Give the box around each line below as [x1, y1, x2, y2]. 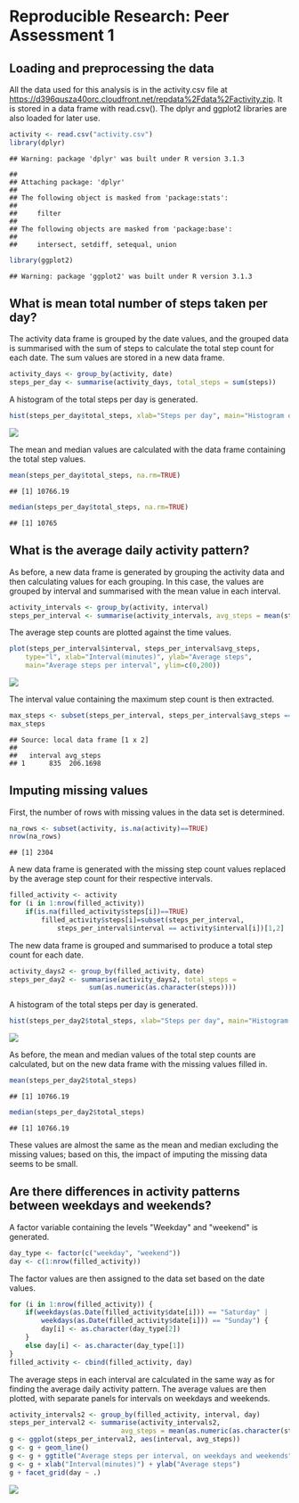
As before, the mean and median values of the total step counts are [9, 1049, 256, 1060]
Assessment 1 [9, 25, 115, 45]
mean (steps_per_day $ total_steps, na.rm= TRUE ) [9, 471, 181, 480]
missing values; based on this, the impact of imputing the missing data [9, 1148, 268, 1160]
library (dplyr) [9, 138, 66, 147]
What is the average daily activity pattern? [9, 543, 250, 558]
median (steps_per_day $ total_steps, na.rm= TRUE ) [9, 502, 190, 512]
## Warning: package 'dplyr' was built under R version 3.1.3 [9, 154, 245, 163]
